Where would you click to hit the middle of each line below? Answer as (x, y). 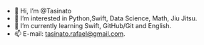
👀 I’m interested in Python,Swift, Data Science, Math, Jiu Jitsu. (106, 18)
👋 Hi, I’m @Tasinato (43, 11)
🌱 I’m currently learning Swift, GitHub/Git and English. (93, 26)
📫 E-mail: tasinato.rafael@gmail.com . (70, 34)
